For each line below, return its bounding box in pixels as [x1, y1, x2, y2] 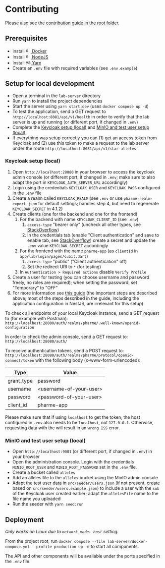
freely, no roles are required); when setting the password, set [12, 279, 138, 285]
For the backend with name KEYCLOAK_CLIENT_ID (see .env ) [19, 216, 139, 222]
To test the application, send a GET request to [12, 108, 106, 114]
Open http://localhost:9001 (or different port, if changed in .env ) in [12, 449, 152, 454]
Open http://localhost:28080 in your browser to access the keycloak [12, 169, 155, 174]
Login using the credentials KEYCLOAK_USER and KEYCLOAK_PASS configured [12, 184, 161, 190]
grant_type [7, 377, 33, 384]
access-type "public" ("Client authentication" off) [27, 258, 127, 264]
